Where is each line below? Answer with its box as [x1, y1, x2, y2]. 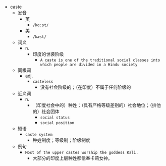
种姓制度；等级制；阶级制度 [32, 137, 91, 143]
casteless [32, 79, 53, 84]
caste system [25, 132, 53, 137]
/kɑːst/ [32, 23, 49, 28]
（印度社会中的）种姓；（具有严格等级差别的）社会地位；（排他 [32, 102, 161, 108]
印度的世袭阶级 [32, 51, 64, 57]
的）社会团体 [32, 108, 60, 115]
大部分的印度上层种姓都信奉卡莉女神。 [32, 155, 113, 161]
